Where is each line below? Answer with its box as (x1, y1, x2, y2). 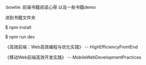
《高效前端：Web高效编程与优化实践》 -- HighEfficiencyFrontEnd (5, 44, 138, 50)
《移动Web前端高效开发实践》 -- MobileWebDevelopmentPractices (5, 54, 142, 60)
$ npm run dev (5, 34, 36, 40)
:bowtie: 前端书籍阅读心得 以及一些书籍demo (5, 4, 96, 10)
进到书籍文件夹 (5, 15, 36, 21)
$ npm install (5, 24, 32, 30)
